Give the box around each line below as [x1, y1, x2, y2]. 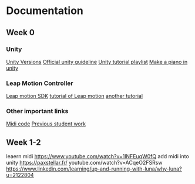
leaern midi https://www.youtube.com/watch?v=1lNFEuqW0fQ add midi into [6, 153, 189, 160]
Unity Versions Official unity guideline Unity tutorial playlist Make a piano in [6, 58, 188, 65]
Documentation [6, 4, 84, 18]
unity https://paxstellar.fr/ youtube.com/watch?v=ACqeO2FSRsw [6, 159, 163, 166]
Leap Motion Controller [6, 79, 73, 87]
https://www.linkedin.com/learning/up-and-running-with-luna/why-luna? [6, 165, 182, 172]
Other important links [6, 107, 69, 115]
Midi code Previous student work [6, 120, 86, 127]
